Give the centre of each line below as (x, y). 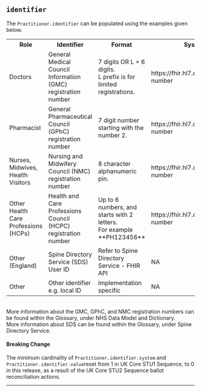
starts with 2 (115, 215)
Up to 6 (109, 200)
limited (107, 84)
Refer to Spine (118, 251)
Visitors (20, 182)
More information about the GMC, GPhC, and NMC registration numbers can (100, 311)
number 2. (112, 135)
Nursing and (66, 156)
